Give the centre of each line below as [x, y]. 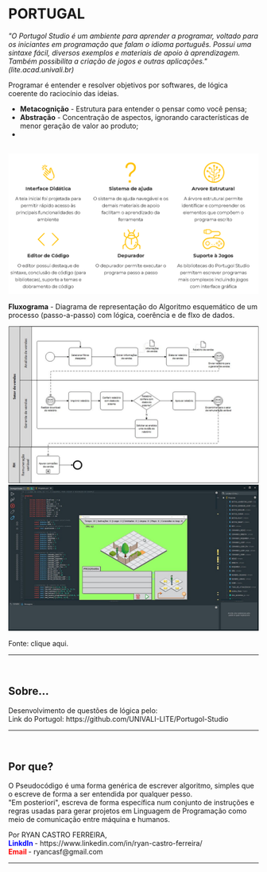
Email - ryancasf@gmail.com [56, 852]
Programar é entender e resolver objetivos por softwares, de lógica [118, 85]
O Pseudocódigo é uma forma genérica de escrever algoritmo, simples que [131, 786]
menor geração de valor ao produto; [79, 126]
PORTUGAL [47, 14]
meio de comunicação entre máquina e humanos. [89, 820]
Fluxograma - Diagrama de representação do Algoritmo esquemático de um [133, 307]
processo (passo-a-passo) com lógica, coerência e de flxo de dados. [122, 316]
